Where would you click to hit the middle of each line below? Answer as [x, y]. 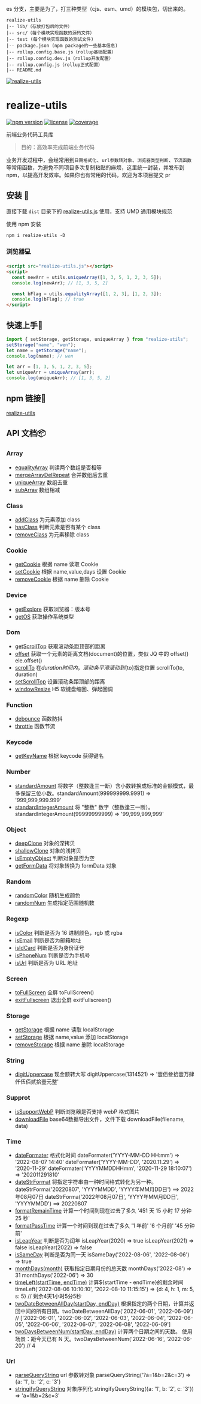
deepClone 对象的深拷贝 [45, 843]
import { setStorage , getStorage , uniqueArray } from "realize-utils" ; [97, 339]
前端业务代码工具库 [30, 134]
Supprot [18, 1098]
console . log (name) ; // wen [40, 356]
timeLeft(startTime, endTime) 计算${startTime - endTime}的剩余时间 [99, 1282]
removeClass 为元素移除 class [52, 534]
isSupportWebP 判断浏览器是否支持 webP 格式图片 [77, 1111]
